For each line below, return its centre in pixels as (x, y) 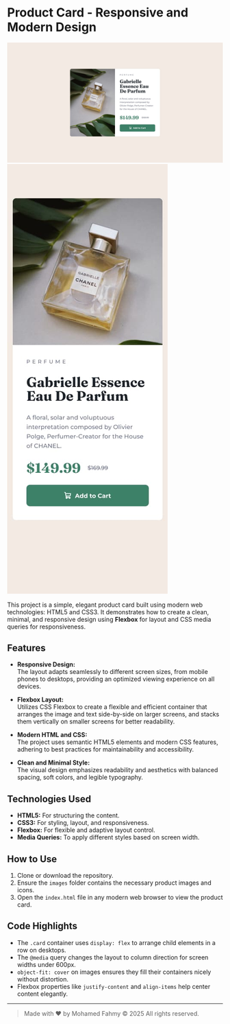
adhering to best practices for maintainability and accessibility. (105, 749)
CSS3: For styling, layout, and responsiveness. (83, 823)
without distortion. (43, 979)
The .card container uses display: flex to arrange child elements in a (116, 942)
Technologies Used (49, 799)
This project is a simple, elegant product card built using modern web (105, 605)
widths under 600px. (47, 964)
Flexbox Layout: (40, 700)
